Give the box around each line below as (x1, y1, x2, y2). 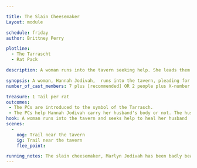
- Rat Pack (11, 57, 38, 63)
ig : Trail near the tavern (16, 137, 83, 143)
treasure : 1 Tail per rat (6, 94, 69, 100)
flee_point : (16, 143, 46, 149)
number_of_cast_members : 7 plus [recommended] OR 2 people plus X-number (6, 83, 191, 89)
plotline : (6, 46, 30, 52)
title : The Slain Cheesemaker (6, 13, 80, 19)
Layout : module (6, 19, 43, 25)
